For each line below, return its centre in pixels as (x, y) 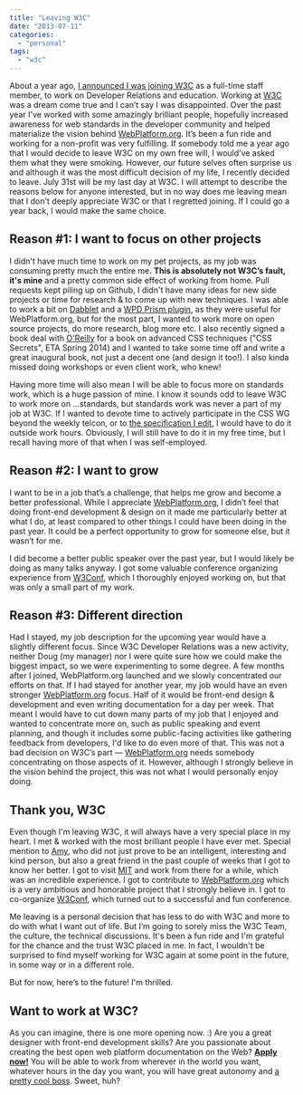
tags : (19, 52)
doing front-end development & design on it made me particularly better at (148, 512)
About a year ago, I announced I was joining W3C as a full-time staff (137, 86)
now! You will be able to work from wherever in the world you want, (135, 1061)
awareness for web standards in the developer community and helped (140, 124)
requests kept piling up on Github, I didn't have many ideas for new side (143, 290)
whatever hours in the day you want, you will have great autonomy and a (145, 1071)
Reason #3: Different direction (96, 615)
